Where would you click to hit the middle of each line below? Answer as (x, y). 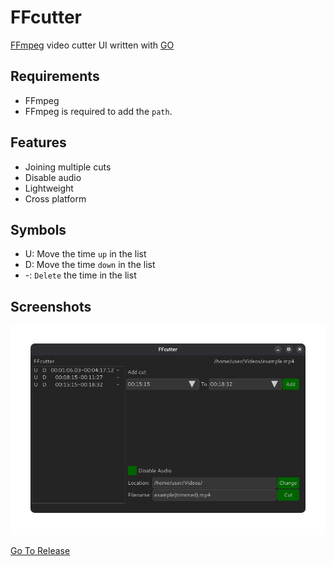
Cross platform (55, 198)
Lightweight (49, 188)
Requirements (55, 76)
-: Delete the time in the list (80, 275)
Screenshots (51, 306)
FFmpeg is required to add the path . (98, 111)
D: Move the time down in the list (90, 265)
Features (38, 142)
